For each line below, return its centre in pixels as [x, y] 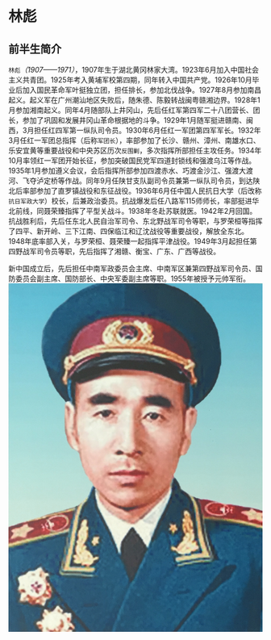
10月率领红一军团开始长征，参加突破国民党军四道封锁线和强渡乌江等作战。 [132, 161]
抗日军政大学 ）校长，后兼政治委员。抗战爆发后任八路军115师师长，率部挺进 [130, 201]
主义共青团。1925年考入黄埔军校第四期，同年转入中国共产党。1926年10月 [130, 80]
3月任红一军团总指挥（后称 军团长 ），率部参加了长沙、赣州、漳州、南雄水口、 [134, 140]
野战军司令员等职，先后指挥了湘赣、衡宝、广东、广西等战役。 [117, 251]
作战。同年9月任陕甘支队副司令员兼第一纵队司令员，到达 [158, 181]
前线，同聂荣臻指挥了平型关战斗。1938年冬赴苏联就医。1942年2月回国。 [136, 211]
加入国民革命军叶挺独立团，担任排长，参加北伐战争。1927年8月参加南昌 [142, 90]
